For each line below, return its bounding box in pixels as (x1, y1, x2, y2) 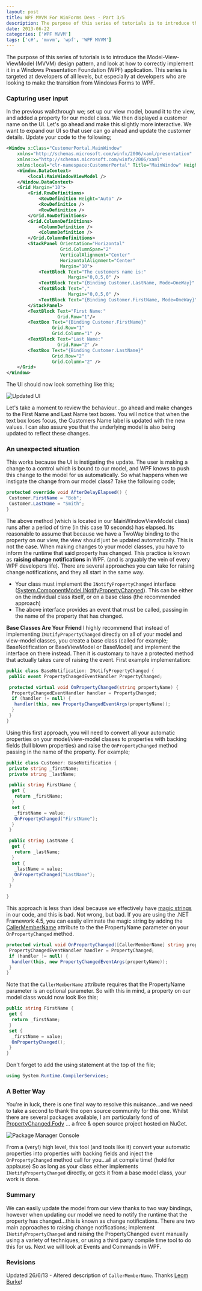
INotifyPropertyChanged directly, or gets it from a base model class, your (6, 1169, 186, 1176)
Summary (6, 1191, 36, 1199)
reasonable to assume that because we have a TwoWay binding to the (6, 530, 180, 537)
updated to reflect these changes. (6, 430, 90, 437)
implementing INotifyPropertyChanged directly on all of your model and (6, 630, 182, 638)
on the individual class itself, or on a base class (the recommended (14, 593, 181, 600)
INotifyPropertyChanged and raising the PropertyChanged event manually (6, 1230, 189, 1237)
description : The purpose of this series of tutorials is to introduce (6, 20, 189, 26)
